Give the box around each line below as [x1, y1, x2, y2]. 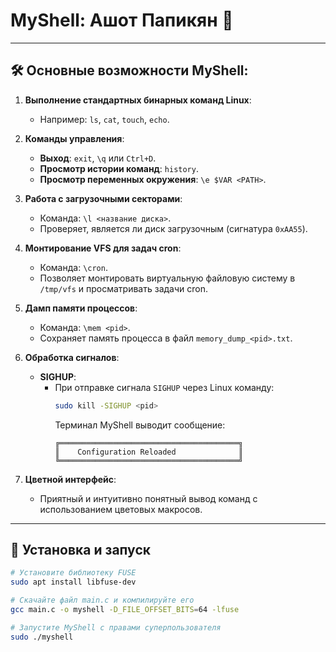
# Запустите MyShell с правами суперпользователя [10, 622, 222, 633]
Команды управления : [24, 132, 125, 144]
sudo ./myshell [10, 632, 74, 642]
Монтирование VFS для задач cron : [24, 242, 182, 254]
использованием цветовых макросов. [39, 503, 203, 515]
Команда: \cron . [39, 261, 108, 273]
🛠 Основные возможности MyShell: [10, 62, 249, 79]
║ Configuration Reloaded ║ [54, 447, 244, 457]
